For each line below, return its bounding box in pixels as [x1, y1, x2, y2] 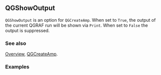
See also [5, 39, 26, 46]
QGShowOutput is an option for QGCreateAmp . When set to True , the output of [5, 17, 156, 23]
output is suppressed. [5, 27, 50, 34]
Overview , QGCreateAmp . [5, 51, 58, 57]
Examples [5, 64, 30, 71]
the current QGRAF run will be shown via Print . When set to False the [5, 22, 148, 28]
